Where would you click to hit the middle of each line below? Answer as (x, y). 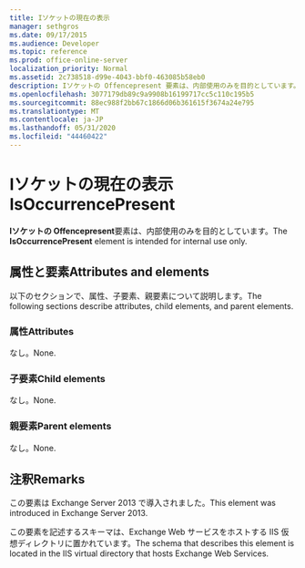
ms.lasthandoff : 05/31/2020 (63, 129)
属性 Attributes (42, 331)
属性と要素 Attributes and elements (109, 272)
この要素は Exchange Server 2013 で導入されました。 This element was (142, 503)
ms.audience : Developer (55, 43)
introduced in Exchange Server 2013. (79, 513)
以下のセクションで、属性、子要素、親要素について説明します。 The (136, 295)
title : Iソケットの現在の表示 (60, 18)
